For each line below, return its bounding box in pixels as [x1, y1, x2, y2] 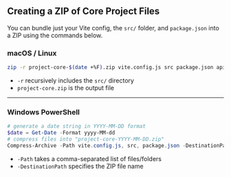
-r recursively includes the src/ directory [16, 76, 134, 85]
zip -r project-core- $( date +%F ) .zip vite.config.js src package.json [7, 64, 214, 71]
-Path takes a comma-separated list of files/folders [16, 154, 162, 163]
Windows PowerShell [7, 107, 80, 116]
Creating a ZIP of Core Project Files [7, 6, 160, 17]
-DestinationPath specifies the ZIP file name [16, 162, 144, 170]
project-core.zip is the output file [16, 83, 115, 92]
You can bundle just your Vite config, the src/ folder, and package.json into [7, 23, 220, 32]
